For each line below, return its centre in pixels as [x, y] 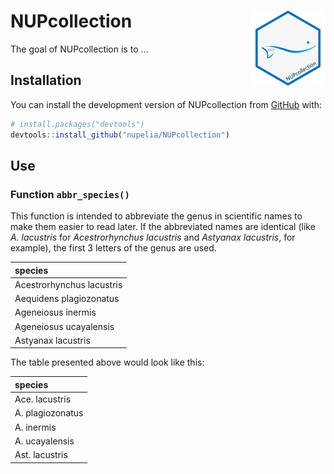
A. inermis [35, 427]
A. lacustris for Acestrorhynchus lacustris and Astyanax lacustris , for [153, 237]
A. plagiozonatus [49, 413]
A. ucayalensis [44, 441]
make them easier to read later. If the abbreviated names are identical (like [163, 227]
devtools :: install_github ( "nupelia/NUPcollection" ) [120, 135]
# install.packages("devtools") [77, 124]
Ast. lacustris [41, 455]
